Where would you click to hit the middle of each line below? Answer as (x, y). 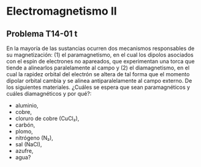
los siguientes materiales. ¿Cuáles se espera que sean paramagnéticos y (98, 87)
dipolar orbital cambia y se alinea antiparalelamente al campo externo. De (99, 81)
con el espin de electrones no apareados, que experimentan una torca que (100, 61)
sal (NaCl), (28, 144)
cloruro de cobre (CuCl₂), (47, 118)
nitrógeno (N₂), (34, 138)
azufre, (24, 151)
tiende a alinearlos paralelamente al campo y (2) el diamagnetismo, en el (98, 68)
